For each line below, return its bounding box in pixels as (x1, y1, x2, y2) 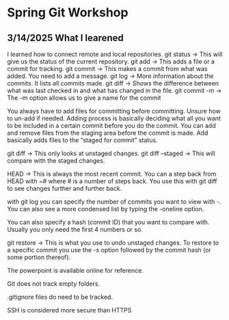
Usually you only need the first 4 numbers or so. (7, 226, 144, 233)
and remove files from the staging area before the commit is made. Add (7, 129, 208, 137)
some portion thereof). (7, 253, 71, 261)
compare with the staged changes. (7, 157, 105, 165)
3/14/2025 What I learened (7, 32, 124, 44)
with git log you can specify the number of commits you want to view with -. (7, 198, 221, 206)
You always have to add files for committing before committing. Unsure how (7, 107, 221, 115)
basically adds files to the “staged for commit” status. (7, 136, 159, 144)
